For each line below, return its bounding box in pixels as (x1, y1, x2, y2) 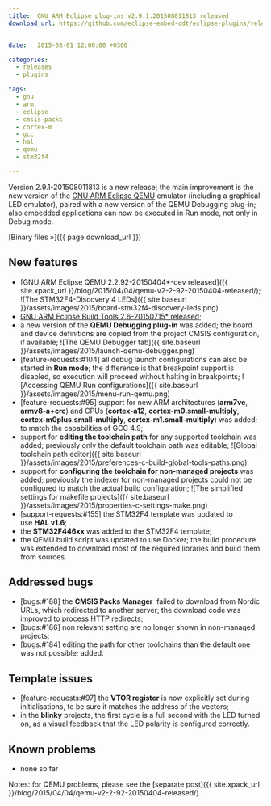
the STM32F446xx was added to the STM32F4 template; (19, 526, 212, 536)
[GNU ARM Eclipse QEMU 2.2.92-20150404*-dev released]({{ (19, 276, 228, 287)
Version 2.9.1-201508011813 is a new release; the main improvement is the (8, 182, 254, 192)
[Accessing (19, 380, 58, 390)
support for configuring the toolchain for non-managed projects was (19, 466, 254, 475)
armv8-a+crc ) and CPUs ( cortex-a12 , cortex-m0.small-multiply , (19, 406, 240, 416)
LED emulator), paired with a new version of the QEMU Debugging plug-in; (8, 199, 256, 209)
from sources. (19, 551, 67, 562)
